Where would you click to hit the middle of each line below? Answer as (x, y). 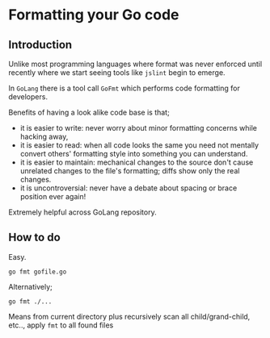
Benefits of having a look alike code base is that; (89, 112)
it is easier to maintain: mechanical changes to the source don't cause (137, 162)
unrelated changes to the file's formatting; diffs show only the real (130, 171)
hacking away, (44, 136)
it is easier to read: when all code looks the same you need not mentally (139, 145)
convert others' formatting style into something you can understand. (134, 154)
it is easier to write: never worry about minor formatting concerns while (138, 128)
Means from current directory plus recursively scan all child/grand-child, (129, 316)
